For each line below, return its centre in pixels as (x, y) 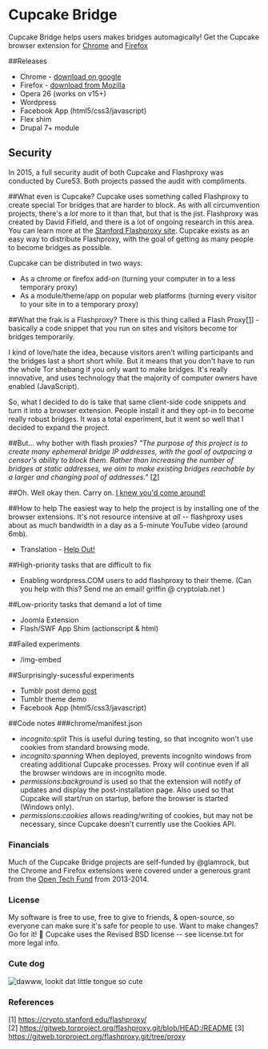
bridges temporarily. (42, 336)
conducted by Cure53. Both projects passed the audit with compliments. (128, 180)
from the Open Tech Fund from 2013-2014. (79, 879)
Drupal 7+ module (50, 128)
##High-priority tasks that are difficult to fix (80, 565)
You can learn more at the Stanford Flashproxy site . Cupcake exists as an (129, 230)
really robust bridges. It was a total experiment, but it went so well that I (126, 419)
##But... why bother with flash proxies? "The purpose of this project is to (128, 443)
